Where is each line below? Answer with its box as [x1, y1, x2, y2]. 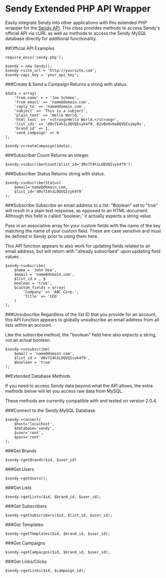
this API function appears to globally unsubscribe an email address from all [5, 316, 160, 323]
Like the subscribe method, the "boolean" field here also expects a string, [5, 331, 157, 338]
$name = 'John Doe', [14, 267, 57, 273]
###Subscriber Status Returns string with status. [5, 171, 106, 177]
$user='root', [14, 430, 43, 435]
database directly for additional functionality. [5, 36, 97, 42]
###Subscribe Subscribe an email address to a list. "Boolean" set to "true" [5, 202, 158, 208]
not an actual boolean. [5, 337, 51, 343]
